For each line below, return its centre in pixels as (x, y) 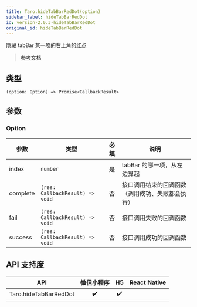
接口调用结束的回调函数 (154, 184)
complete (22, 193)
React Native (147, 282)
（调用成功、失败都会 (151, 193)
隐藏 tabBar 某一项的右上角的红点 (46, 45)
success (21, 237)
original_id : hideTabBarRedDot (44, 28)
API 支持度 (25, 265)
